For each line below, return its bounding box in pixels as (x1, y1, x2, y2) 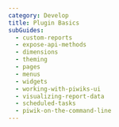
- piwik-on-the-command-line (15, 107, 112, 115)
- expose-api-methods (15, 41, 87, 49)
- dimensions (15, 48, 59, 56)
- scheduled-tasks (15, 99, 77, 107)
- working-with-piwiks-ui (15, 84, 102, 93)
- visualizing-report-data (15, 92, 105, 100)
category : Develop (8, 11, 69, 20)
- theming (15, 56, 48, 64)
